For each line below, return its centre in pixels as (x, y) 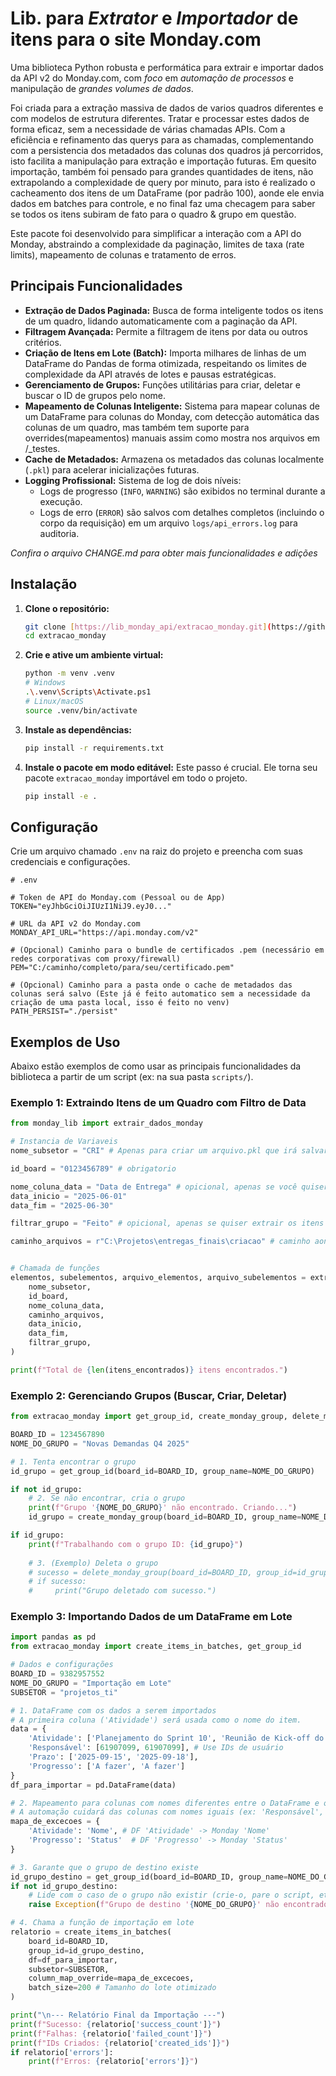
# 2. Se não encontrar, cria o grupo (107, 1498)
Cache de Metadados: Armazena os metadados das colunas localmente (174, 459)
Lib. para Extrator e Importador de (154, 18)
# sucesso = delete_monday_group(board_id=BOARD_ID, (140, 1572)
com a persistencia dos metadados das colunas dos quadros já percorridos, (167, 150)
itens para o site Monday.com (136, 39)
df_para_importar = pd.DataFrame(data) (93, 1785)
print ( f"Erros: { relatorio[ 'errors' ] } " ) (113, 2062)
